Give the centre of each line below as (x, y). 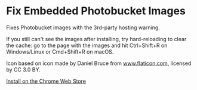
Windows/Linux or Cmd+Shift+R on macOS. (60, 51)
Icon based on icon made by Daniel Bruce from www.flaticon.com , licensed (99, 63)
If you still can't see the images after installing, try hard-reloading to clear (96, 39)
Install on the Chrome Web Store (46, 81)
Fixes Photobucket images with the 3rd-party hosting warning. (83, 27)
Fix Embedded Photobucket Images (96, 11)
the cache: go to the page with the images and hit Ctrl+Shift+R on (87, 45)
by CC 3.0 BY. (23, 69)
